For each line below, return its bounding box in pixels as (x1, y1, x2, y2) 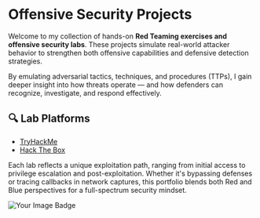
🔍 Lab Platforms (8, 112, 90, 125)
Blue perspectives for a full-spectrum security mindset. (8, 185, 187, 194)
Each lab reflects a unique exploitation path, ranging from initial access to (8, 160, 246, 169)
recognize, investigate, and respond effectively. (8, 88, 163, 97)
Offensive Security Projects (8, 5, 192, 24)
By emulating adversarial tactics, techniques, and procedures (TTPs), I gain (8, 71, 252, 81)
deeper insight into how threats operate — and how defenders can (8, 80, 224, 89)
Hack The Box (19, 145, 65, 154)
